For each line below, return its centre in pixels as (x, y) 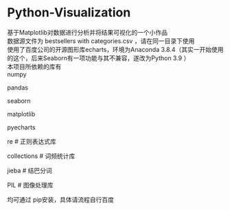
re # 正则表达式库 (32, 141)
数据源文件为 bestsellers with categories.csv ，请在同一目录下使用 (101, 41)
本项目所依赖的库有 (34, 66)
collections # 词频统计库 (41, 156)
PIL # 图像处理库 (30, 185)
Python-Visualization (69, 13)
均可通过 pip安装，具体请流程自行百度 (61, 199)
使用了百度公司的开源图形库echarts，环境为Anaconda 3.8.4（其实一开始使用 (115, 49)
